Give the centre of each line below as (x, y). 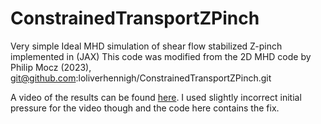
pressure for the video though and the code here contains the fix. (145, 108)
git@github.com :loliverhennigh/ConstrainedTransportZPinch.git (141, 78)
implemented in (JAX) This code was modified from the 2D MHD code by (161, 56)
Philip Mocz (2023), (51, 67)
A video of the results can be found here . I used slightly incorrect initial (156, 97)
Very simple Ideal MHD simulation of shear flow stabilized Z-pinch (146, 46)
